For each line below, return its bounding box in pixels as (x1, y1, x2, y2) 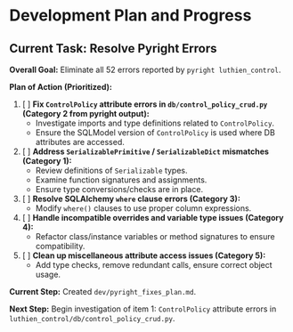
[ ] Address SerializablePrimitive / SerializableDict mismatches (21, 146, 270, 157)
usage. (35, 269, 61, 279)
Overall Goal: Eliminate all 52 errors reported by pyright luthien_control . (9, 64, 281, 75)
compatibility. (35, 241, 85, 251)
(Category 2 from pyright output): (21, 109, 150, 118)
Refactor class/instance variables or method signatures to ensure (35, 231, 275, 241)
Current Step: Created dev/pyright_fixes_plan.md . (9, 287, 197, 296)
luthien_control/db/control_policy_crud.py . (9, 313, 175, 323)
